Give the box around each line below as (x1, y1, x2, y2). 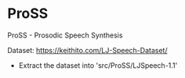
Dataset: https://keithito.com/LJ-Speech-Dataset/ (7, 45, 168, 55)
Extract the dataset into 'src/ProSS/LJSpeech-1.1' (18, 60, 178, 70)
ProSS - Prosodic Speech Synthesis (7, 30, 123, 40)
